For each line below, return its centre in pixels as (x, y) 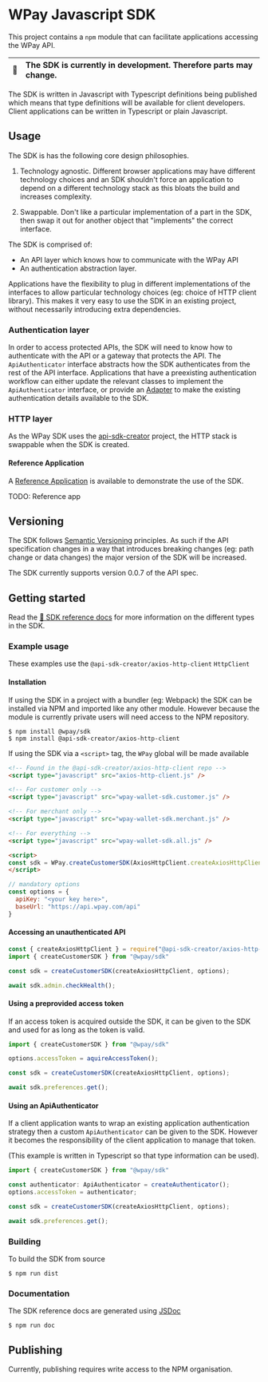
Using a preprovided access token (66, 1003)
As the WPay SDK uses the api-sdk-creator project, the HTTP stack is (123, 436)
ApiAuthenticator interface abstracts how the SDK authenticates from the (129, 364)
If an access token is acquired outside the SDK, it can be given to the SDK (130, 1021)
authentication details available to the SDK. (79, 398)
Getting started (47, 598)
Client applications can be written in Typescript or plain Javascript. (118, 111)
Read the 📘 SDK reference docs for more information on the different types (132, 617)
